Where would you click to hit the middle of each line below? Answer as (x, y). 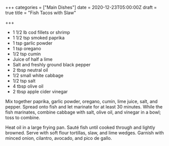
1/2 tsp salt (24, 81)
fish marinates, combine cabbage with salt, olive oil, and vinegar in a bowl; (83, 112)
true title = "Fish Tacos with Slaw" (41, 13)
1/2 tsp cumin (27, 54)
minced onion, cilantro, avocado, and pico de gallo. (59, 138)
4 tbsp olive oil (28, 86)
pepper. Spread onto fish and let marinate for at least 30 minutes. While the (84, 107)
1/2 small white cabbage (38, 75)
